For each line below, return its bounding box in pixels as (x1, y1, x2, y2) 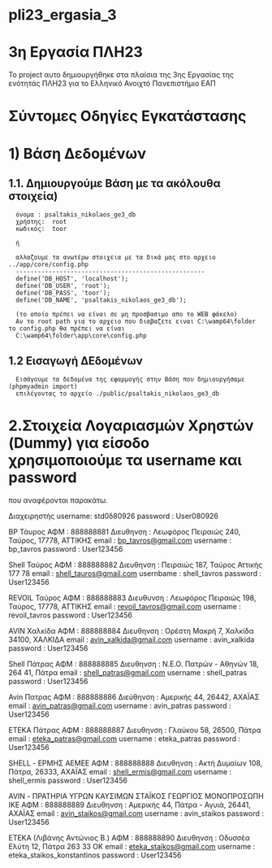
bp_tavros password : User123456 (8, 544, 123, 554)
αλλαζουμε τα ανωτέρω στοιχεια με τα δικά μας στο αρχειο (15, 254, 217, 262)
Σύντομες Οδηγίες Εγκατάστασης (8, 107, 247, 125)
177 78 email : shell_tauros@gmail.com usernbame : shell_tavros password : (8, 569, 262, 578)
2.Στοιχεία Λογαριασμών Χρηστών (8, 417, 254, 435)
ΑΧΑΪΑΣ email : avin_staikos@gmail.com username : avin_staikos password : (8, 809, 264, 818)
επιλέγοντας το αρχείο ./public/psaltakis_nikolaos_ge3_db (15, 390, 220, 398)
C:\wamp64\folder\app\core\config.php (15, 332, 148, 340)
